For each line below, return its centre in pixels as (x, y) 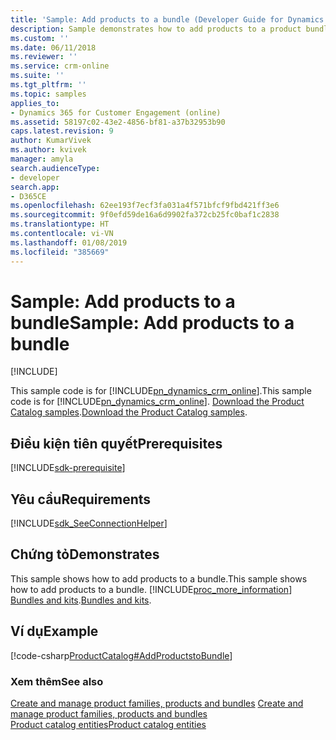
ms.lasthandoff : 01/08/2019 (69, 242)
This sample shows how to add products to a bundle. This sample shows (159, 578)
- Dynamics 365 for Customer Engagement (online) (116, 112)
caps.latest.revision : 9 (62, 131)
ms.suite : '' (37, 76)
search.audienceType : (55, 168)
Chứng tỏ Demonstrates (85, 554)
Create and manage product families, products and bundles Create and (157, 703)
